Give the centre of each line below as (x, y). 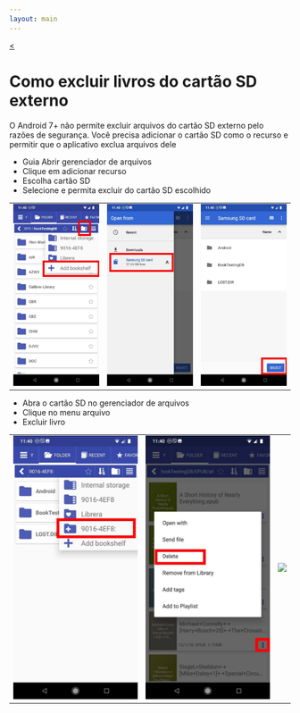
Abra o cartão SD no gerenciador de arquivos (106, 403)
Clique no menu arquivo (66, 412)
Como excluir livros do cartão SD (133, 81)
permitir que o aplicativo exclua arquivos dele (93, 144)
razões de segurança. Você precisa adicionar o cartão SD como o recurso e (149, 135)
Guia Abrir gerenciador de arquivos (87, 162)
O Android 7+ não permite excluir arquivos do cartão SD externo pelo (137, 125)
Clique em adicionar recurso (74, 171)
